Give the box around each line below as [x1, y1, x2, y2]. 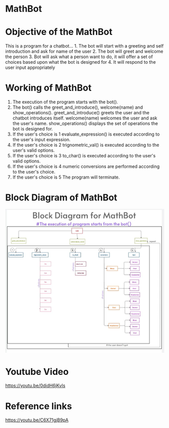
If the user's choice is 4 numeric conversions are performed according [12, 163, 160, 169]
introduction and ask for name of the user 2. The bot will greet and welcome [5, 49, 163, 55]
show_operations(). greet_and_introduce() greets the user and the [12, 110, 150, 116]
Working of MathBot [5, 82, 92, 94]
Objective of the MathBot [5, 26, 112, 38]
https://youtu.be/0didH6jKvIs [5, 382, 66, 389]
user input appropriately [5, 64, 55, 71]
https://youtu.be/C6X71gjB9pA [5, 417, 69, 423]
